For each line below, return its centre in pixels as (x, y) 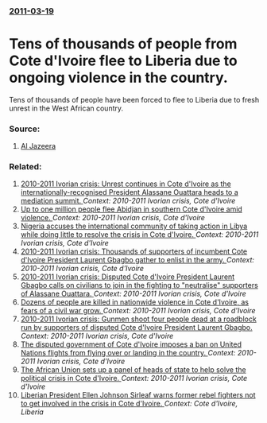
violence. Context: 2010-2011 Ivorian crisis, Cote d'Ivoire (113, 218)
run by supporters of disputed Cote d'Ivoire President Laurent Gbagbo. (136, 328)
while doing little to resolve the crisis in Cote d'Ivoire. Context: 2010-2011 (139, 235)
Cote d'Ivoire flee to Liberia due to (123, 61)
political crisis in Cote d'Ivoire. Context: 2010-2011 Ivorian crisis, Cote (134, 378)
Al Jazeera (38, 146)
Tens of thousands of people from (123, 44)
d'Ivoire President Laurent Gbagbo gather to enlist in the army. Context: (137, 260)
